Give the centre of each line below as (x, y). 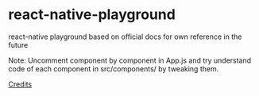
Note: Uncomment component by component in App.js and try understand (130, 60)
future (18, 44)
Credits (20, 84)
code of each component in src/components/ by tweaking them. (114, 68)
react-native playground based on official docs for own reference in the (125, 36)
